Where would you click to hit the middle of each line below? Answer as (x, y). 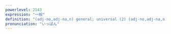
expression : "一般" (25, 14)
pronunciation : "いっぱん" (32, 24)
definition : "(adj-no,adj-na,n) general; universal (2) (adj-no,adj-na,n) (86, 19)
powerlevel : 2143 (24, 10)
